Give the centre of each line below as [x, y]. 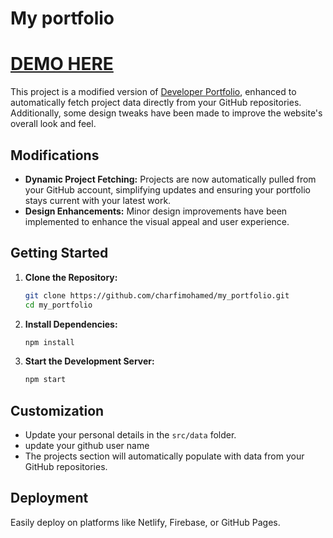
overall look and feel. [53, 124]
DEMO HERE [62, 64]
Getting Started [59, 253]
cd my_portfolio [58, 305]
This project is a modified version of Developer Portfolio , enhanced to [153, 92]
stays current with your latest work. [98, 200]
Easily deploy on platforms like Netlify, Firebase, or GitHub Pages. [145, 522]
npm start [45, 380]
